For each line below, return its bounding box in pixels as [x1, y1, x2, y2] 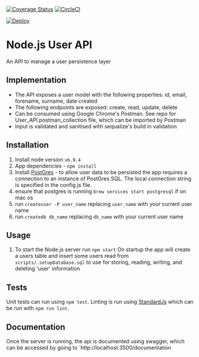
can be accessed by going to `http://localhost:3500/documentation [6, 344, 172, 351]
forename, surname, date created [14, 97, 97, 104]
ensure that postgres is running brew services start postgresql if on [14, 187, 186, 195]
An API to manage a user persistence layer [6, 57, 111, 65]
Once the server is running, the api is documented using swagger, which [6, 338, 185, 344]
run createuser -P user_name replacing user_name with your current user [14, 200, 192, 207]
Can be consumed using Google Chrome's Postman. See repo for [14, 110, 176, 117]
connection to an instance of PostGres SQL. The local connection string [14, 175, 192, 182]
